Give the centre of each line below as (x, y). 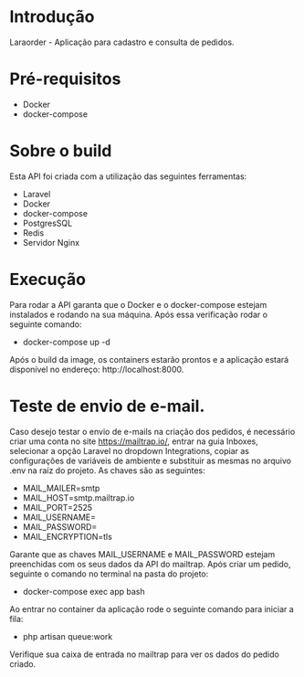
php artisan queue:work (68, 636)
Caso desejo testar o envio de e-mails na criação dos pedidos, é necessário (152, 431)
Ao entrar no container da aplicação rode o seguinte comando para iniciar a (152, 608)
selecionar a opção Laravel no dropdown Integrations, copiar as (129, 450)
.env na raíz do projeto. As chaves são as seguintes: (107, 470)
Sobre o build (61, 151)
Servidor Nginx (51, 242)
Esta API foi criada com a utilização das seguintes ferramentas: (128, 176)
